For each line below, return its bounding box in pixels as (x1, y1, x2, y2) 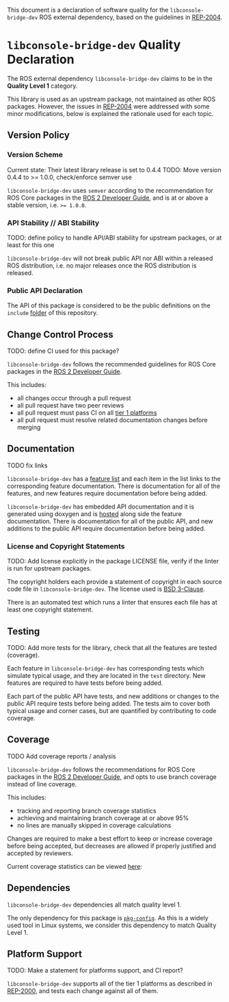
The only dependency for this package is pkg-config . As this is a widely (7, 913, 208, 922)
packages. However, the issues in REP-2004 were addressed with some (7, 102, 210, 110)
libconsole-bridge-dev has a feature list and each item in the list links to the (7, 474, 221, 482)
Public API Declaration (7, 286, 83, 295)
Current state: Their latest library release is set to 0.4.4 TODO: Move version (7, 165, 222, 174)
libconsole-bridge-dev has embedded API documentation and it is (7, 502, 195, 511)
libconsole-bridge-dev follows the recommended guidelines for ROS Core (7, 360, 217, 369)
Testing (7, 625, 40, 637)
